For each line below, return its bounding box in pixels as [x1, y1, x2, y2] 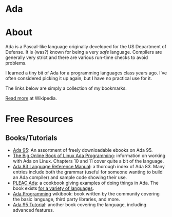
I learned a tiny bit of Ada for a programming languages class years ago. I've [5, 70, 167, 76]
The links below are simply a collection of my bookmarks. [5, 85, 127, 91]
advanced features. [12, 207, 54, 213]
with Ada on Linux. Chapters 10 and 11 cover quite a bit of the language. [12, 158, 164, 164]
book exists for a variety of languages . [12, 185, 94, 191]
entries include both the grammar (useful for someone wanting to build [12, 169, 163, 175]
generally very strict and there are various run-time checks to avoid [5, 54, 148, 61]
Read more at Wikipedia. [5, 95, 58, 102]
